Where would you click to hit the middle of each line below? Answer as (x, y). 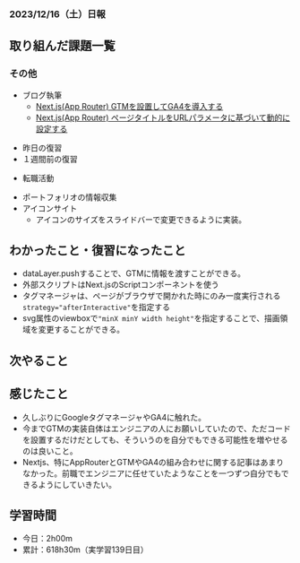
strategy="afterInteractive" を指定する (96, 307)
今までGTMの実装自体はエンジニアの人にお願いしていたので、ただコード (156, 429)
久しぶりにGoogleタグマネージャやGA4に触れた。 (114, 417)
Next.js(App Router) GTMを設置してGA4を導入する (129, 106)
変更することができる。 (81, 330)
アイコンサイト (50, 208)
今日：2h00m (47, 539)
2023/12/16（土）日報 (57, 13)
